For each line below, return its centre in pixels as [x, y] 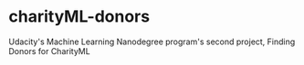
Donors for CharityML [49, 51]
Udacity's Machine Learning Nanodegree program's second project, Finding [152, 42]
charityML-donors [79, 17]
